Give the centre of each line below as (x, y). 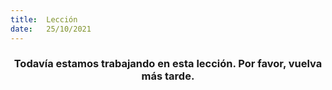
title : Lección (44, 19)
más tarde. (168, 76)
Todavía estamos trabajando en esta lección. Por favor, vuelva (168, 64)
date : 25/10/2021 (51, 29)
